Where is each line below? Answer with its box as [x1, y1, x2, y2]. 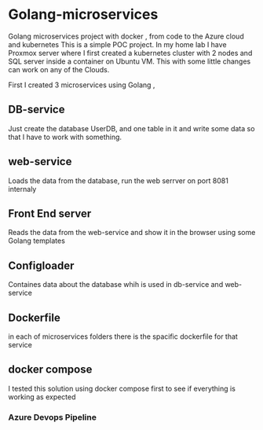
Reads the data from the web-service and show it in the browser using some [8, 228, 256, 237]
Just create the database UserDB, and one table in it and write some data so [8, 123, 255, 133]
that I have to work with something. [8, 132, 122, 141]
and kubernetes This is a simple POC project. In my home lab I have [8, 39, 227, 49]
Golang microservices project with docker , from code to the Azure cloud [8, 31, 245, 41]
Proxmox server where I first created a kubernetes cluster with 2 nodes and [8, 48, 253, 57]
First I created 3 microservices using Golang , [8, 80, 155, 90]
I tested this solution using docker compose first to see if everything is [8, 384, 236, 393]
